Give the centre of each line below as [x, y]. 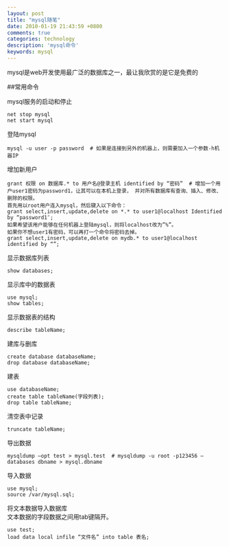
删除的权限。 [23, 198]
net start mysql [30, 120]
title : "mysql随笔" [34, 20]
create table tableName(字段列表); [56, 397]
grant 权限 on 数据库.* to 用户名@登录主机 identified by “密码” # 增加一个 [111, 183]
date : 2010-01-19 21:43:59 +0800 [55, 26]
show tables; [26, 303]
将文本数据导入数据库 [37, 508]
